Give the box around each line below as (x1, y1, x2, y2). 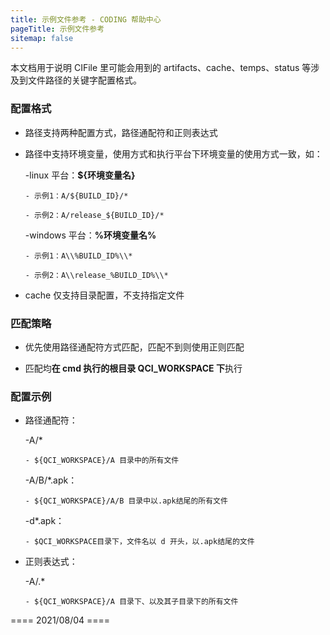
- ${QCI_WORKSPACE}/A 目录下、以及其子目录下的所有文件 (24, 597, 239, 607)
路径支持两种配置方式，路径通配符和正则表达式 (24, 126, 218, 138)
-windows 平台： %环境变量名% (24, 229, 157, 241)
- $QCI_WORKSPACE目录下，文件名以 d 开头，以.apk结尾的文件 (24, 537, 255, 547)
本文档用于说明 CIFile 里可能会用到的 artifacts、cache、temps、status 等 (10, 62, 312, 74)
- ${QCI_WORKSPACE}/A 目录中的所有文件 (24, 456, 180, 466)
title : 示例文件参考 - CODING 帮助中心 (10, 14, 162, 25)
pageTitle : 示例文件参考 (10, 24, 105, 34)
